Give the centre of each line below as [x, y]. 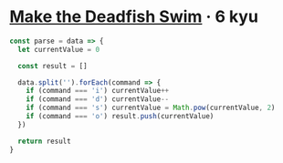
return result [44, 141]
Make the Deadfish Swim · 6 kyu [134, 17]
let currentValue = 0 [59, 49]
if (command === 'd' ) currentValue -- [98, 99]
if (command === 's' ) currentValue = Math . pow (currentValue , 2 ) [151, 108]
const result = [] [53, 66]
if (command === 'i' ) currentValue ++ [98, 91]
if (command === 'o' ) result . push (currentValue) [120, 117]
